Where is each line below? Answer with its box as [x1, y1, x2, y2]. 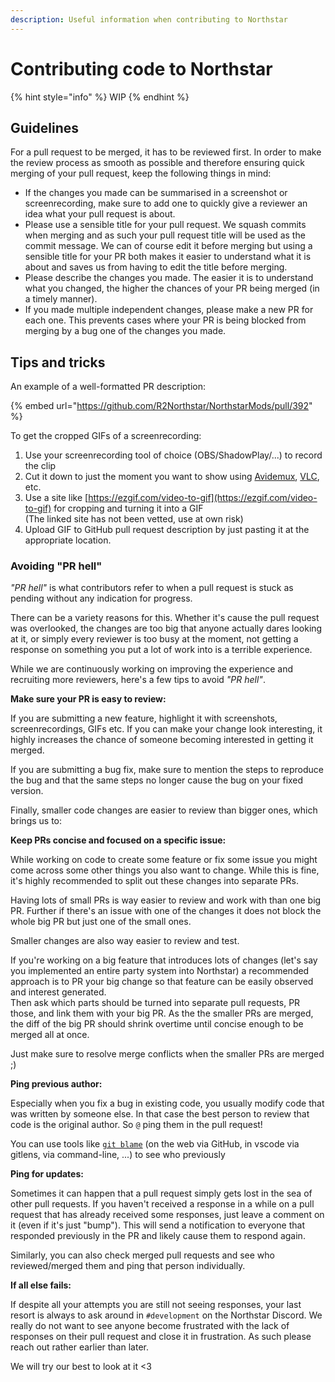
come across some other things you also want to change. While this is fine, [10, 864, 320, 876]
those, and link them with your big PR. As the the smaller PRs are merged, [10, 1007, 314, 1020]
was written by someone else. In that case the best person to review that [10, 1108, 310, 1120]
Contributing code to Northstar [10, 57, 273, 80]
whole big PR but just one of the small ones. [10, 916, 192, 928]
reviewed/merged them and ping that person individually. [10, 1260, 246, 1272]
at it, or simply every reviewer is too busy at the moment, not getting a [10, 633, 299, 645]
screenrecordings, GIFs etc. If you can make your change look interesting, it [10, 723, 323, 735]
